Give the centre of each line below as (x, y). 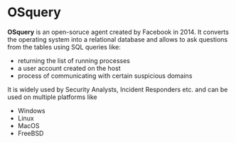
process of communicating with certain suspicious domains (105, 76)
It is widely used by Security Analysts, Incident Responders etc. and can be (118, 89)
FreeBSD (31, 133)
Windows (31, 110)
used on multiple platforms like (52, 97)
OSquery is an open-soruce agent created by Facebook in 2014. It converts (118, 32)
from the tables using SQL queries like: (64, 47)
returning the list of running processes (74, 60)
